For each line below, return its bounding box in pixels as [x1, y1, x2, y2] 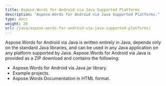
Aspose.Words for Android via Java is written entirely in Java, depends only [5, 39, 161, 45]
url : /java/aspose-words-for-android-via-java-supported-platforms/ [5, 26, 151, 31]
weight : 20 [5, 21, 28, 26]
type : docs [5, 16, 28, 21]
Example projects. [12, 70, 50, 76]
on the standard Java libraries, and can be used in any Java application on [5, 45, 158, 51]
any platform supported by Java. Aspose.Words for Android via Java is [5, 50, 151, 56]
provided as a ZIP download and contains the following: [5, 55, 119, 61]
